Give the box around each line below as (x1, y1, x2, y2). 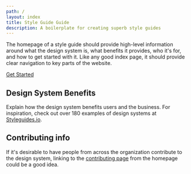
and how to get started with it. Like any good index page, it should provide (6, 53, 185, 60)
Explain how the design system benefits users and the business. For (6, 104, 170, 111)
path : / (6, 8, 25, 15)
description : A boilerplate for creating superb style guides (6, 25, 161, 31)
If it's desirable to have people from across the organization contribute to (6, 148, 183, 155)
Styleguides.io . (6, 116, 42, 123)
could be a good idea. (6, 161, 59, 168)
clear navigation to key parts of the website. (6, 60, 112, 67)
